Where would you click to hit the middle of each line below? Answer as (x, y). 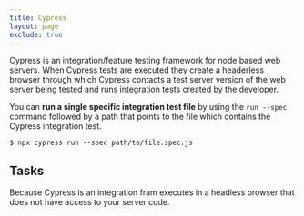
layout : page (34, 26)
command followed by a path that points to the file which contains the (140, 117)
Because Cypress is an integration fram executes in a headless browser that (152, 192)
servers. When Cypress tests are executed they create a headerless (137, 70)
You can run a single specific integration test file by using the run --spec (148, 107)
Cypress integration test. (56, 126)
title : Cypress (38, 18)
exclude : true (36, 34)
